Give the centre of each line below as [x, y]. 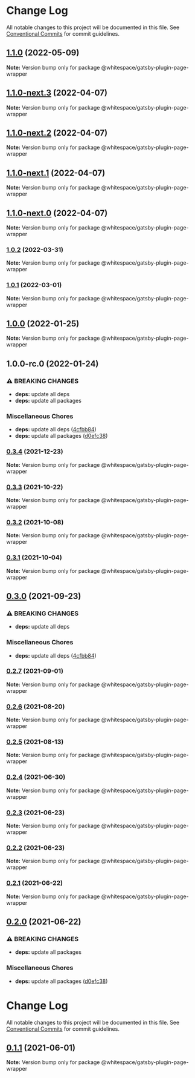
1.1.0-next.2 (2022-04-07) [57, 133]
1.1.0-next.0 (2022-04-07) [57, 213]
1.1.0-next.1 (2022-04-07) [56, 173]
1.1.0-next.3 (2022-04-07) [57, 93]
